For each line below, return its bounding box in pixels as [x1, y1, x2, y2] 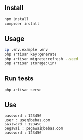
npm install [4, 16, 28, 21]
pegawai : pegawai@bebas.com [4, 126, 63, 131]
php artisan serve [4, 87, 41, 92]
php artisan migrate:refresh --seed [4, 57, 78, 62]
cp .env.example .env [4, 47, 48, 52]
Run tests [4, 75, 34, 83]
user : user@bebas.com [4, 118, 50, 123]
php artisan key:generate [4, 52, 56, 57]
